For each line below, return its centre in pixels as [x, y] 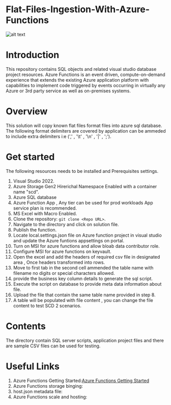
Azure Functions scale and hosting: [50, 397]
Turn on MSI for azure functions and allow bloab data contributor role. [86, 246]
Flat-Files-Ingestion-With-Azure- [78, 9]
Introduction [33, 55]
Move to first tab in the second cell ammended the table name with [83, 268]
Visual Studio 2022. [34, 181]
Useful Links [33, 366]
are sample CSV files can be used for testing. [53, 346]
